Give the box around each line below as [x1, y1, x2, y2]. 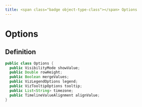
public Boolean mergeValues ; [9, 75, 69, 80]
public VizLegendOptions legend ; [9, 79, 78, 84]
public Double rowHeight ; [9, 70, 63, 75]
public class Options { [5, 61, 54, 66]
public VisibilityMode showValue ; [9, 65, 80, 70]
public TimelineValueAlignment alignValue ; [9, 93, 100, 98]
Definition [5, 48, 36, 56]
